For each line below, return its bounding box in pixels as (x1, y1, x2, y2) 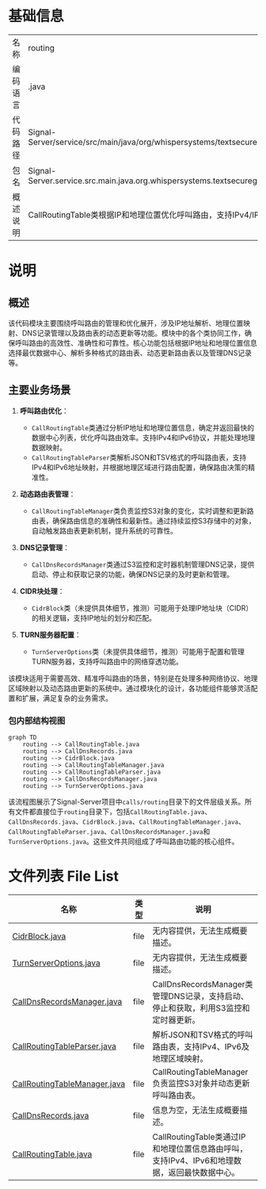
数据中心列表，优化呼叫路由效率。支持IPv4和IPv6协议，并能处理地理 (31, 433, 256, 442)
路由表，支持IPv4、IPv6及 (152, 1041, 250, 1052)
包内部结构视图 (8, 715, 66, 726)
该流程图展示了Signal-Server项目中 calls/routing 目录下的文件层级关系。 (8, 797, 245, 807)
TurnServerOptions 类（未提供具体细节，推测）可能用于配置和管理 (31, 647, 245, 656)
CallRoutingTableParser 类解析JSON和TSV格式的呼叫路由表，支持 (31, 453, 247, 462)
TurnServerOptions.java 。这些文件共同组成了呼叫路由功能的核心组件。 (8, 837, 239, 847)
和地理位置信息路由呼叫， (152, 1143, 248, 1154)
